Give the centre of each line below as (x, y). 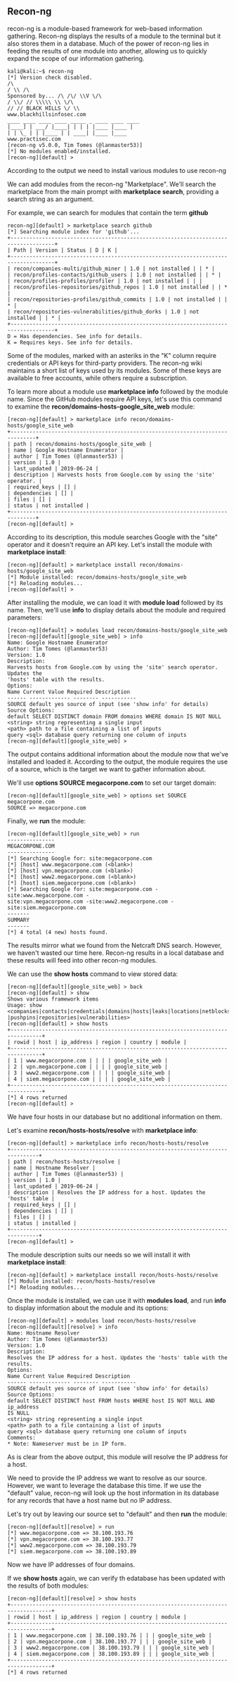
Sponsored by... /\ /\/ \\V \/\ (54, 96)
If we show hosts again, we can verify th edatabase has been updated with (116, 1578)
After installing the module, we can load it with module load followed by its (115, 602)
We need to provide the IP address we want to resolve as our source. (107, 1478)
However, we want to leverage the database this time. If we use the (104, 1485)
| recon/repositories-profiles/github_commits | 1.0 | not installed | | (118, 299)
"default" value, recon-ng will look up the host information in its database (113, 1493)
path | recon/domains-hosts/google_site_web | (83, 444)
